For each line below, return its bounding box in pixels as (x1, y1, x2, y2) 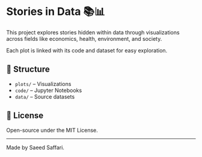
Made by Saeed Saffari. (6, 144, 65, 151)
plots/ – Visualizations (14, 80, 72, 87)
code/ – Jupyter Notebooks (14, 87, 82, 94)
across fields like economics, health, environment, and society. (6, 35, 162, 42)
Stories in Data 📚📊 (6, 5, 105, 19)
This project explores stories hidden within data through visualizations (6, 28, 180, 36)
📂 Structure (6, 64, 50, 75)
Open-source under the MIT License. (6, 126, 98, 134)
